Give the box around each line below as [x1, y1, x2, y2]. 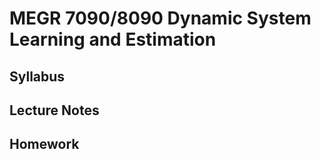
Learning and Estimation [9, 28, 217, 51]
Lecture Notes [9, 102, 100, 119]
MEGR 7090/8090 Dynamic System [9, 7, 312, 30]
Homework [9, 136, 80, 153]
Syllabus [9, 68, 66, 85]
